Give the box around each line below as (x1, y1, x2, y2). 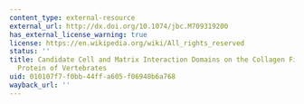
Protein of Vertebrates (17, 64, 107, 73)
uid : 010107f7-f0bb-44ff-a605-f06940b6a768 (9, 72, 176, 81)
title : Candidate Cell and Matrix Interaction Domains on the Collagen (9, 55, 285, 64)
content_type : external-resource (9, 13, 136, 23)
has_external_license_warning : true (9, 30, 147, 39)
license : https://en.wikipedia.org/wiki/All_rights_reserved (9, 38, 245, 48)
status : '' (9, 47, 51, 56)
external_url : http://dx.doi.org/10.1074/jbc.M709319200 (9, 22, 229, 31)
